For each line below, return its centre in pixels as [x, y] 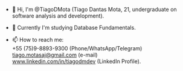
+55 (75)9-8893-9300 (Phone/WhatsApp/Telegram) [77, 48]
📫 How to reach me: [38, 40]
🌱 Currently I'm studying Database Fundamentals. [74, 28]
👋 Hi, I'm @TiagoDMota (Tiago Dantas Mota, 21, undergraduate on [94, 9]
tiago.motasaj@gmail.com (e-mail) [55, 55]
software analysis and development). [58, 16]
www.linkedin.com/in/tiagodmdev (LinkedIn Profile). [76, 61]
